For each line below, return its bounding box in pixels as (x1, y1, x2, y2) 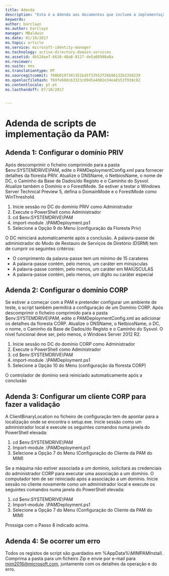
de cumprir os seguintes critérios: (5, 245, 75, 251)
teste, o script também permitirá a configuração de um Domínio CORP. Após (5, 304, 163, 310)
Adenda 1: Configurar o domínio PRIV (5, 148, 124, 157)
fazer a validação (5, 400, 60, 409)
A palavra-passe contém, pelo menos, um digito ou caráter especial (12, 271, 153, 277)
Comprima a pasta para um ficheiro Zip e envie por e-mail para (5, 555, 136, 561)
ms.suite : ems (5, 63, 35, 69)
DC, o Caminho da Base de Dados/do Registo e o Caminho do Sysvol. (5, 177, 149, 184)
